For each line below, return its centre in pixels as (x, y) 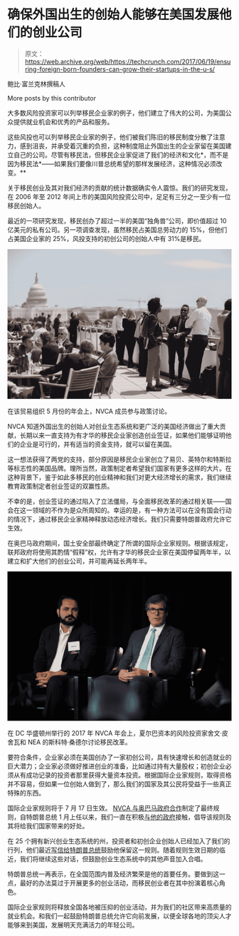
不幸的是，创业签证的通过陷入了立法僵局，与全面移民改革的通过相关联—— (116, 501)
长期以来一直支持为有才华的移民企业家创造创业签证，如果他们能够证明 (122, 435)
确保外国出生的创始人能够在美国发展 (113, 15)
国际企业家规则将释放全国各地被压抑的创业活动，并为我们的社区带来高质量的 (119, 907)
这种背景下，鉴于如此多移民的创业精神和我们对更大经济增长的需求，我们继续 (119, 477)
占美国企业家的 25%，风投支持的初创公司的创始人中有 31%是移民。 (106, 238)
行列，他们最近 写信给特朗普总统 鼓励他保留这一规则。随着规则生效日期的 (113, 850)
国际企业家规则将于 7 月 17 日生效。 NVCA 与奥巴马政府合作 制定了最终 (110, 808)
